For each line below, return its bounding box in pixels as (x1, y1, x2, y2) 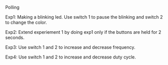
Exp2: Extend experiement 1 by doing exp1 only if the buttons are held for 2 (5, 29, 161, 35)
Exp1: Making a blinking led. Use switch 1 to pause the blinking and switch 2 (5, 14, 163, 20)
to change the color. (5, 20, 47, 25)
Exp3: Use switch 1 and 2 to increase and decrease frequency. (5, 44, 136, 50)
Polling (5, 5, 20, 10)
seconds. (5, 35, 25, 40)
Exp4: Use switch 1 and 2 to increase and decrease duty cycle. (5, 54, 136, 60)
